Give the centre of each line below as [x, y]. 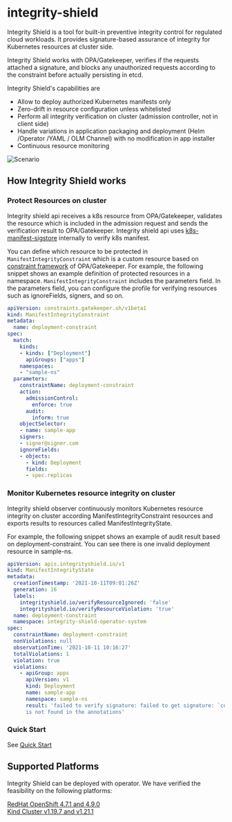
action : [30, 392]
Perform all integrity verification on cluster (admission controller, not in [118, 116]
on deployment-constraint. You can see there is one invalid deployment [109, 544]
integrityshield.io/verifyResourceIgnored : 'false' [95, 602]
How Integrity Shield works [67, 181]
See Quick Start [29, 744]
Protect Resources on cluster [57, 201]
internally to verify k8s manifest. [104, 238]
